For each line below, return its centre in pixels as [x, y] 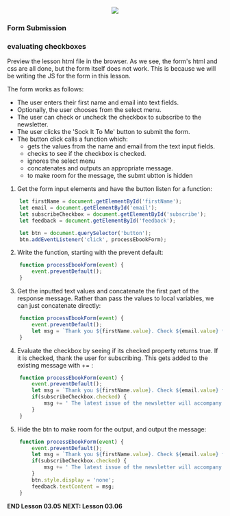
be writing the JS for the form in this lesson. [69, 76]
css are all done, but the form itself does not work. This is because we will [112, 69]
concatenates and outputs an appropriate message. [100, 168]
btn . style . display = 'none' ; [73, 480]
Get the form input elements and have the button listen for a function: [115, 189]
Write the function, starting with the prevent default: [90, 253]
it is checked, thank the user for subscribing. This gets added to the [113, 358]
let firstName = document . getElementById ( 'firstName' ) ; [101, 202]
